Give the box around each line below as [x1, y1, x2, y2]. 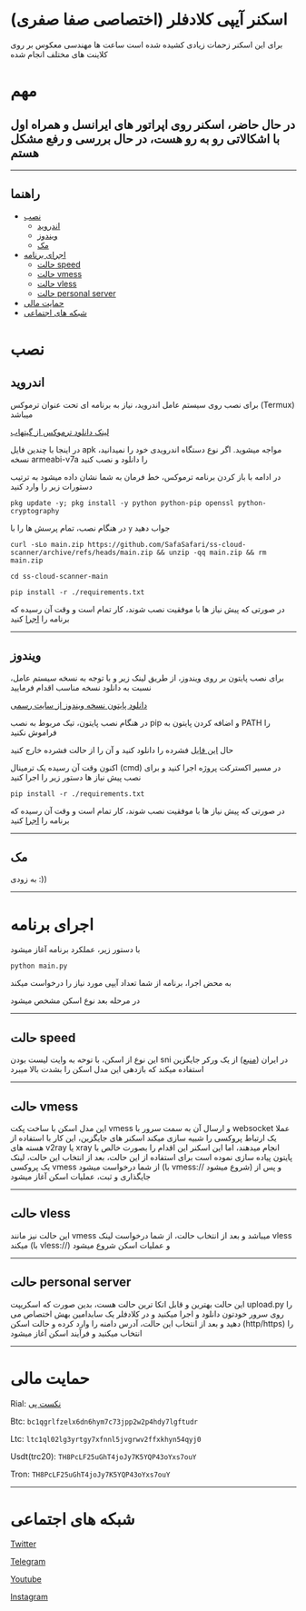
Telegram [10, 1556, 46, 1567]
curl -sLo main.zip [10, 540, 84, 549]
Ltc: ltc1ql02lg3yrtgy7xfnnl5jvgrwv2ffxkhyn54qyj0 [10, 1433, 202, 1444]
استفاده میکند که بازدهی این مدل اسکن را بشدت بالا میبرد [10, 1064, 204, 1075]
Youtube [10, 1574, 42, 1585]
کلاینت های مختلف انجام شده [10, 48, 108, 59]
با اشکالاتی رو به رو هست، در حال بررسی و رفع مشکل [10, 131, 281, 146]
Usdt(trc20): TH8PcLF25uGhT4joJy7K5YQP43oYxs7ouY [10, 1450, 197, 1462]
